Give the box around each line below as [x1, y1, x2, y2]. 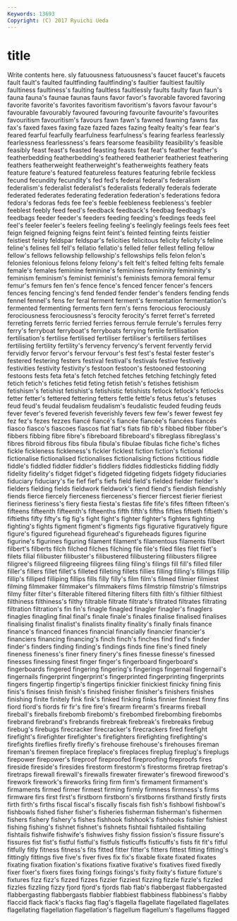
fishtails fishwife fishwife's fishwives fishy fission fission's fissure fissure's [7, 830, 224, 839]
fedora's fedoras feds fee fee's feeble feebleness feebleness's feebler [7, 199, 212, 207]
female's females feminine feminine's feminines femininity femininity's [7, 266, 212, 275]
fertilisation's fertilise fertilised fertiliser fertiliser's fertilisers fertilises [7, 334, 207, 343]
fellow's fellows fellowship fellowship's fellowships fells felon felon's [7, 251, 206, 260]
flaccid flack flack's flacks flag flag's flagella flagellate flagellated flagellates [7, 898, 229, 907]
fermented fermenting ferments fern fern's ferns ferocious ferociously [7, 304, 211, 312]
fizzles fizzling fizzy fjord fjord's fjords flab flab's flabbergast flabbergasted [7, 883, 227, 892]
